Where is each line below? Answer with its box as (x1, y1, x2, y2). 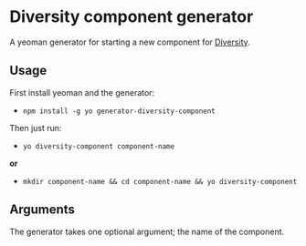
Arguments (9, 202, 76, 218)
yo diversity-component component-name (22, 141, 175, 151)
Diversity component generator (9, 6, 254, 27)
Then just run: (9, 122, 62, 133)
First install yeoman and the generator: (9, 87, 155, 97)
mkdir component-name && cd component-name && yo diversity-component (22, 177, 298, 186)
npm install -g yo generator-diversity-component (22, 107, 216, 116)
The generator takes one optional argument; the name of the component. (9, 226, 285, 237)
